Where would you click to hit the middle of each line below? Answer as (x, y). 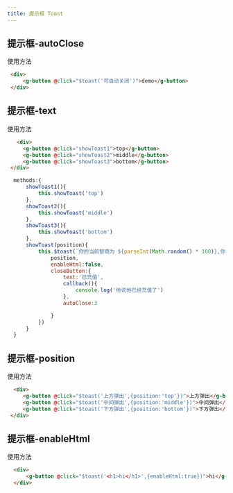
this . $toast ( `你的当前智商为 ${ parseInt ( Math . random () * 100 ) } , (129, 251)
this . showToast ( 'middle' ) (75, 212)
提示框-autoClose (46, 43)
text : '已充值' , (83, 277)
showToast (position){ (57, 245)
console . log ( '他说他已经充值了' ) (120, 290)
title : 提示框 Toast (35, 14)
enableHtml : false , (77, 265)
